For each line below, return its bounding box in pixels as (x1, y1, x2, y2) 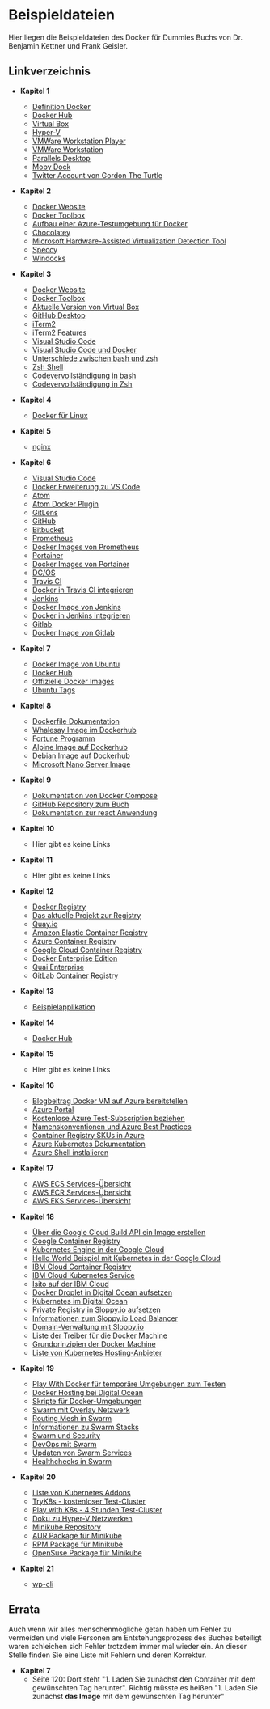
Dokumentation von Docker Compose (32, 790, 158, 800)
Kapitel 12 (19, 886, 54, 895)
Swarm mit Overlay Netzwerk (32, 1405, 131, 1415)
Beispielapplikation (32, 1001, 95, 1012)
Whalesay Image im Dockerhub (32, 725, 137, 734)
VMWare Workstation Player (32, 136, 127, 146)
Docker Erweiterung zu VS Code (32, 481, 141, 491)
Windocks (32, 253, 66, 263)
